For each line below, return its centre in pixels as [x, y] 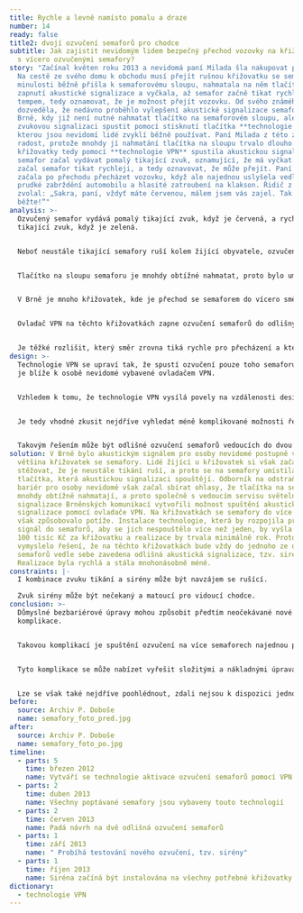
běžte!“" [34, 202]
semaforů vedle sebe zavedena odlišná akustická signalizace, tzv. [147, 554]
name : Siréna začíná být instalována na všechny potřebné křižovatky [159, 878]
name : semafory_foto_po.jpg [70, 744]
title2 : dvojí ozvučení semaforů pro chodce [94, 43]
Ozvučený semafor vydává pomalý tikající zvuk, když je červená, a [147, 219]
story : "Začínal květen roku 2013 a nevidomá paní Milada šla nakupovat [149, 68]
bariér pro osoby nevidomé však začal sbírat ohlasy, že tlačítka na [151, 488]
